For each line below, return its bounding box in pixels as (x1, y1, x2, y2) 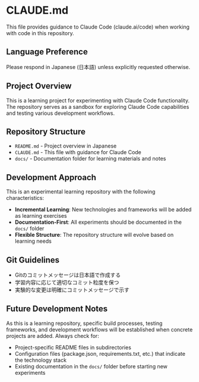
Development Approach (6, 172, 97, 182)
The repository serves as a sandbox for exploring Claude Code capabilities (6, 103, 189, 110)
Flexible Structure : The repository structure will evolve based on (14, 231, 174, 239)
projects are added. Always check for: (6, 332, 99, 339)
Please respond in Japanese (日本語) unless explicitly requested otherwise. (6, 63, 191, 70)
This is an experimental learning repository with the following (6, 188, 156, 195)
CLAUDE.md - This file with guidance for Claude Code (14, 149, 141, 156)
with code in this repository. (6, 29, 74, 36)
